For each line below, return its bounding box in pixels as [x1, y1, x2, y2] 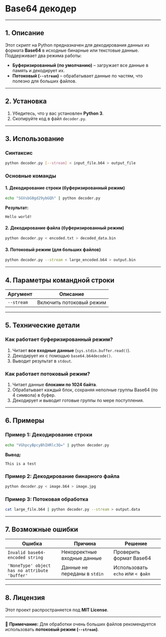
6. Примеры [5, 417, 44, 425]
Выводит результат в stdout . [12, 358, 73, 364]
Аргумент [7, 291, 33, 298]
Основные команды [5, 172, 56, 179]
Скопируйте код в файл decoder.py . [12, 115, 86, 122]
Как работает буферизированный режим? [5, 336, 113, 343]
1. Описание [5, 29, 44, 37]
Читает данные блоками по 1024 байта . [12, 382, 97, 388]
